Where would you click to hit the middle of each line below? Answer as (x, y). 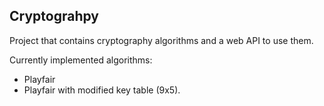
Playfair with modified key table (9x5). (102, 90)
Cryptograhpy (54, 16)
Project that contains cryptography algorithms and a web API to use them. (161, 40)
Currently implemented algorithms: (81, 60)
